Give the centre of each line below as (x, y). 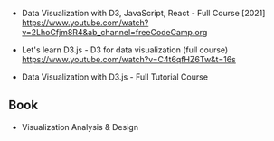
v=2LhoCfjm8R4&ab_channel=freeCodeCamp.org (114, 32)
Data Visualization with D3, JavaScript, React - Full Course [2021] (143, 13)
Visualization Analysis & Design (80, 127)
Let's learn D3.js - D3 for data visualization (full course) (125, 50)
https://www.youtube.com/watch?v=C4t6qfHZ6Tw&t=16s (129, 59)
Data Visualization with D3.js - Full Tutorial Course (115, 77)
